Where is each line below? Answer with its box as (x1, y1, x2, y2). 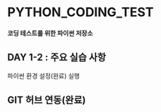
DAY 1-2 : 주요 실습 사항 (7, 51, 107, 63)
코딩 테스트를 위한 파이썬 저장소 (7, 29, 93, 37)
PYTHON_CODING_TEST (7, 4, 154, 20)
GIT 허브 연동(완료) (7, 94, 86, 106)
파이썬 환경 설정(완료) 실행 (7, 71, 80, 80)
